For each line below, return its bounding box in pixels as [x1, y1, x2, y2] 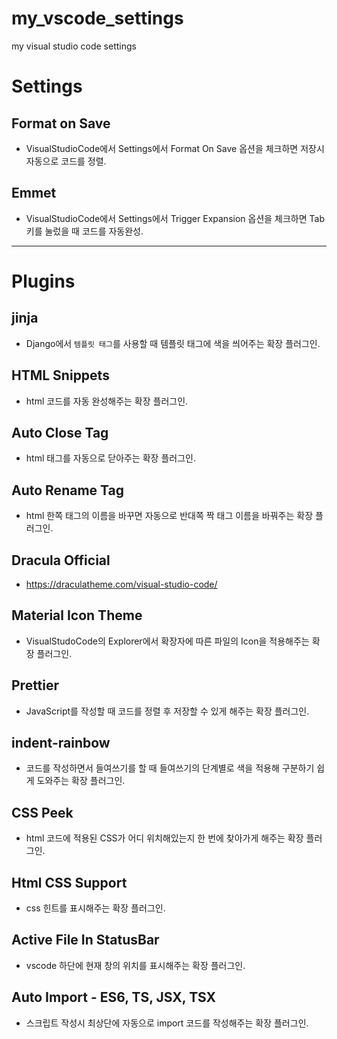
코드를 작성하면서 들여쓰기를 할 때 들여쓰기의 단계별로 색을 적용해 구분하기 [25, 762, 315, 774]
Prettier [11, 677, 60, 694]
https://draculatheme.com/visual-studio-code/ [25, 578, 218, 590]
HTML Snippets [11, 367, 110, 384]
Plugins [11, 270, 76, 292]
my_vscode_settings [11, 7, 184, 30]
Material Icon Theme [11, 607, 143, 624]
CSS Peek [11, 804, 74, 821]
